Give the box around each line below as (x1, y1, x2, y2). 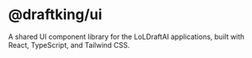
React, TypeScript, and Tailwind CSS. (8, 40, 130, 49)
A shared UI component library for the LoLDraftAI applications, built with (8, 32, 245, 41)
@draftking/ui (8, 6, 103, 24)
